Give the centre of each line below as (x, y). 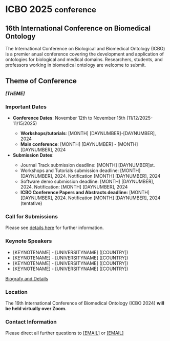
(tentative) (31, 203)
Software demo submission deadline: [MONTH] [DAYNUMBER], (87, 182)
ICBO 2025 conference (51, 10)
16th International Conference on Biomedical (78, 28)
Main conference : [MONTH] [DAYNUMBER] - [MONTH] (79, 144)
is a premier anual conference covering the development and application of (84, 54)
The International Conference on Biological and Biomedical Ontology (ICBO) (85, 49)
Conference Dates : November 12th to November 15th (69, 118)
